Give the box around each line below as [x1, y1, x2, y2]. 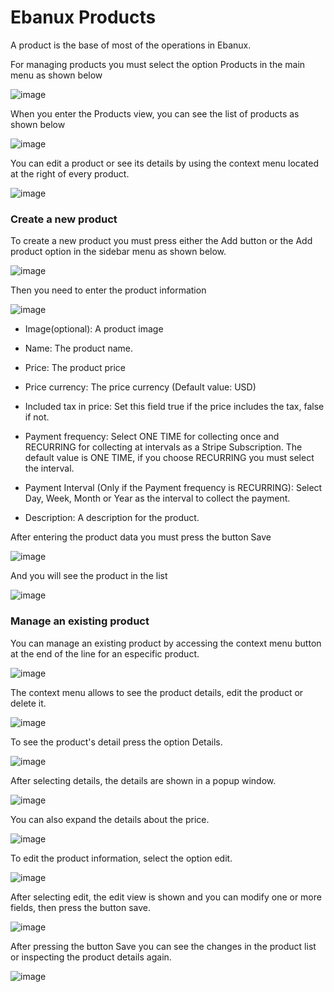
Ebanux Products [10, 6, 157, 29]
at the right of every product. [10, 167, 130, 180]
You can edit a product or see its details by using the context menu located [10, 157, 320, 169]
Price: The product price [24, 362, 126, 374]
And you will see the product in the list [10, 570, 168, 582]
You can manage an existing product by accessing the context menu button [10, 637, 322, 649]
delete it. [10, 697, 47, 709]
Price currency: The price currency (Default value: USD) [24, 381, 257, 393]
